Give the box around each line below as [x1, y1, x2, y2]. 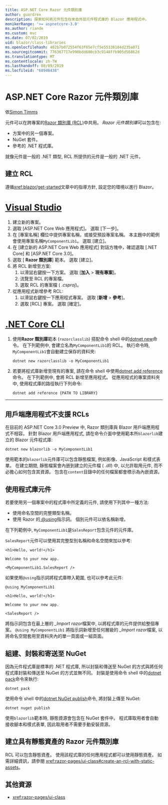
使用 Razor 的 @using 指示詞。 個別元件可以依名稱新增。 [12, 516, 128, 523]
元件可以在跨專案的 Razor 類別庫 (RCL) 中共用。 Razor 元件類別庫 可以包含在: [5, 119, 161, 126]
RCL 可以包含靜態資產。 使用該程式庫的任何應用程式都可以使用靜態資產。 [5, 752, 156, 758]
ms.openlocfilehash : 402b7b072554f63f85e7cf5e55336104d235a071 [5, 45, 140, 50]
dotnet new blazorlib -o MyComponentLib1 [5, 447, 93, 452]
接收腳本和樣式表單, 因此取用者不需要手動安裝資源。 [5, 722, 113, 728]
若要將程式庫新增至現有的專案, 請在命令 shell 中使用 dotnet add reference [12, 368, 163, 374]
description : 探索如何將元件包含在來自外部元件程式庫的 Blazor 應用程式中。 [5, 17, 149, 22]
